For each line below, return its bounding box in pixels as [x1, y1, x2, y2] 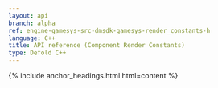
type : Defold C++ [8, 49, 67, 57]
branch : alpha [8, 19, 56, 27]
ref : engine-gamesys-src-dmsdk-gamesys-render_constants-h [8, 26, 211, 34]
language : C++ [8, 34, 56, 42]
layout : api [8, 11, 48, 20]
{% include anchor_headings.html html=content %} [8, 71, 179, 80]
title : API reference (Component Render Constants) [8, 42, 185, 50]
